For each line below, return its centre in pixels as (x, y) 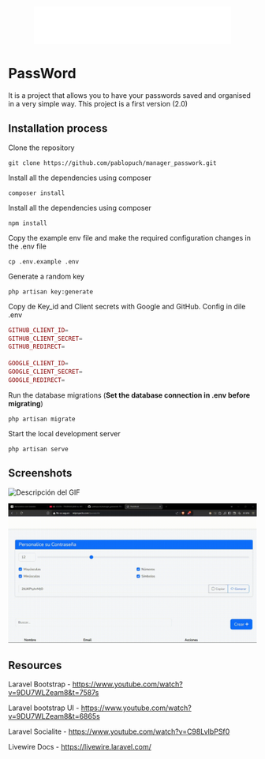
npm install (28, 223)
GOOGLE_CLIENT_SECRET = (45, 372)
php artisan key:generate (50, 292)
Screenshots (40, 473)
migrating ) (26, 403)
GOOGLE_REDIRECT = (37, 380)
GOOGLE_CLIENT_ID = (38, 364)
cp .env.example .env (44, 262)
